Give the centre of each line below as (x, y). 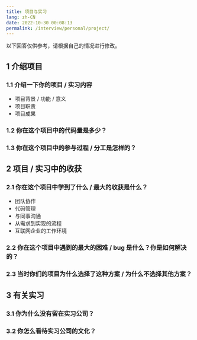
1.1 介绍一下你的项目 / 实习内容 (49, 85)
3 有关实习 (25, 295)
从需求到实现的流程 (38, 224)
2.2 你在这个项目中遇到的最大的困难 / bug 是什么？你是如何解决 (96, 248)
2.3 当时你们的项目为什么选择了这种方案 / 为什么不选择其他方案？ (99, 274)
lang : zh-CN (21, 17)
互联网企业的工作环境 (41, 231)
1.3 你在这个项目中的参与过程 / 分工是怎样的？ (71, 148)
